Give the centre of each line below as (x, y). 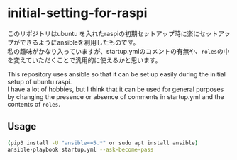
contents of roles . (34, 104)
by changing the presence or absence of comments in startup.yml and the (116, 96)
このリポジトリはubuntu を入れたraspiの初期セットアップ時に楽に (104, 33)
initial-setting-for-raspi (77, 13)
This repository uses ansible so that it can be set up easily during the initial (116, 74)
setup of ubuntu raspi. (40, 81)
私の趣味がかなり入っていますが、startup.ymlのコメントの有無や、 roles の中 (118, 51)
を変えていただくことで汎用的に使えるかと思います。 (84, 60)
